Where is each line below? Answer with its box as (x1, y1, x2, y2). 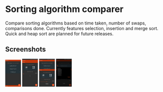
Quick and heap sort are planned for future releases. (5, 30, 114, 36)
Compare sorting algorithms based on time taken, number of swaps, (5, 20, 146, 26)
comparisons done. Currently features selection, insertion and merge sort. (5, 25, 159, 31)
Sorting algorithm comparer (5, 3, 124, 15)
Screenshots (5, 45, 46, 53)
